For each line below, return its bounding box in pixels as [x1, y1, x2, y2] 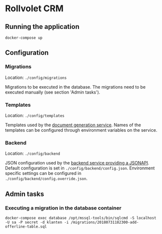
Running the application [5, 23, 80, 31]
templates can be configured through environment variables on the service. [5, 127, 158, 133]
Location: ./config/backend [5, 150, 60, 157]
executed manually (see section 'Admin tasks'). [5, 89, 100, 95]
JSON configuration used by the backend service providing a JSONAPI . [5, 160, 149, 166]
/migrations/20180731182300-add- [70, 220, 139, 225]
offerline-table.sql [5, 224, 47, 229]
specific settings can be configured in [5, 170, 82, 176]
